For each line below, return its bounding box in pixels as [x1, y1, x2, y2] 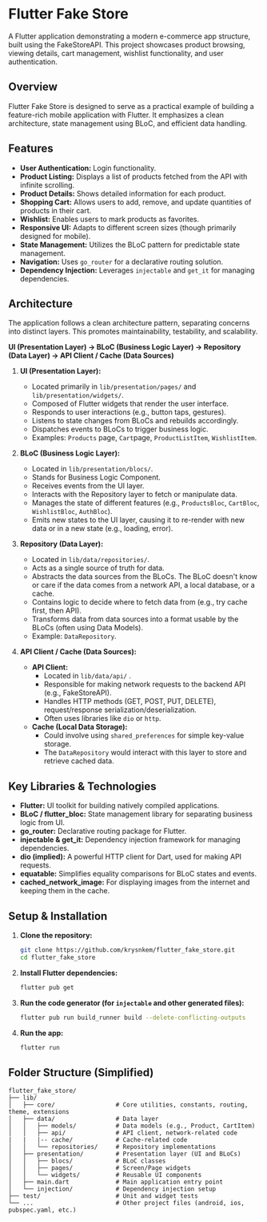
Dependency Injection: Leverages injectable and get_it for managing [19, 265, 255, 275]
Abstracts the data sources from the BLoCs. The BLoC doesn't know [31, 572, 258, 581]
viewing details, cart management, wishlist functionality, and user [8, 48, 224, 58]
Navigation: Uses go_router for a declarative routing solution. [19, 257, 224, 266]
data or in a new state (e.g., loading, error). [31, 524, 173, 533]
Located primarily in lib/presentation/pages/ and [31, 382, 197, 391]
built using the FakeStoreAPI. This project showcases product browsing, [8, 39, 245, 49]
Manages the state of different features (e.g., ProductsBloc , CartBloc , [31, 498, 260, 508]
